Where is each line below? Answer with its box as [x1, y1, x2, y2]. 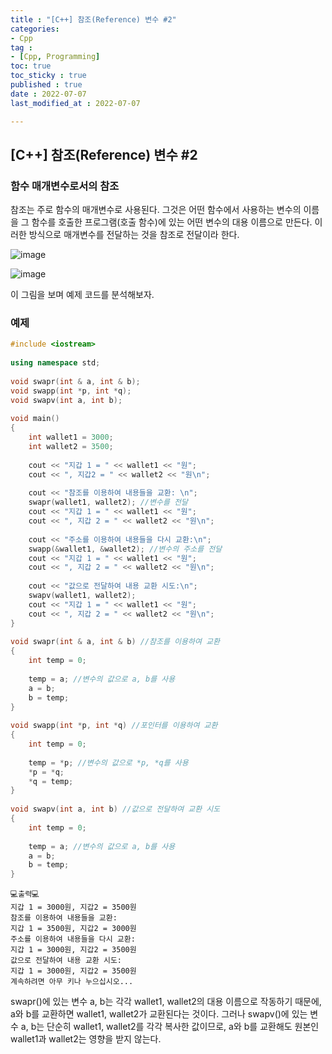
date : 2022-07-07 [10, 89, 87, 99]
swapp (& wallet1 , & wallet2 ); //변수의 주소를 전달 [28, 544, 223, 554]
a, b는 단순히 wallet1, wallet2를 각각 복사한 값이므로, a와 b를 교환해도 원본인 [20, 1021, 320, 1033]
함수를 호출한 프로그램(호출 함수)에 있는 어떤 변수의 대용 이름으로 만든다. [31, 216, 313, 228]
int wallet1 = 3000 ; [28, 432, 114, 443]
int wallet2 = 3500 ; [28, 442, 114, 452]
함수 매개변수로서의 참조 [10, 179, 120, 193]
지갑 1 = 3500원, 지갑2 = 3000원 [10, 924, 137, 934]
